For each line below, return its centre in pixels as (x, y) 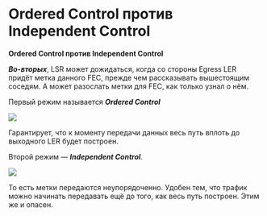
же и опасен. (31, 204)
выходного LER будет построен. (63, 141)
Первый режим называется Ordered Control (85, 102)
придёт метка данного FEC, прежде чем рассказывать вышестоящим (129, 77)
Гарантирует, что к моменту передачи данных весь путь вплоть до (124, 132)
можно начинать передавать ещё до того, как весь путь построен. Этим (134, 196)
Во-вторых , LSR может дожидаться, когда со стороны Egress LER (122, 69)
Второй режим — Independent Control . (76, 156)
